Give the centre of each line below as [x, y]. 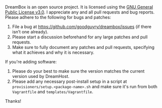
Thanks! [13, 101]
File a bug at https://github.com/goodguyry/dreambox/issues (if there [82, 27]
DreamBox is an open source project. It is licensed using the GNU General [79, 7]
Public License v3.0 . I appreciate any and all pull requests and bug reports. [80, 12]
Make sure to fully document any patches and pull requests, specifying [83, 47]
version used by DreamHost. [41, 76]
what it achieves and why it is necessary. [53, 52]
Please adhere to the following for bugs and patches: [58, 17]
